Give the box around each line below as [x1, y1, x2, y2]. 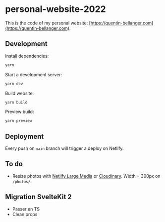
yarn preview [5, 118, 32, 123]
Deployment [5, 132, 44, 140]
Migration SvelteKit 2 [5, 193, 72, 201]
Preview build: [5, 109, 34, 115]
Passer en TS [12, 206, 40, 212]
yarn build [5, 100, 28, 105]
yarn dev [5, 81, 23, 86]
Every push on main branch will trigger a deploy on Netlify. [5, 145, 124, 151]
